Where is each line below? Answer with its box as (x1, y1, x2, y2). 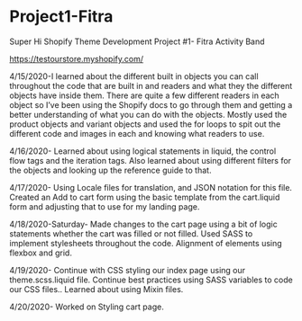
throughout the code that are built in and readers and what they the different (9, 80, 293, 91)
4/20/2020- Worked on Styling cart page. (9, 301, 164, 312)
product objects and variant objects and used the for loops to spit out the (9, 119, 281, 129)
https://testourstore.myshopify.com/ (9, 53, 144, 64)
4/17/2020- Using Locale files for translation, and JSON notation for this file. (9, 182, 293, 192)
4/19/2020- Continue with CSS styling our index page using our (9, 264, 246, 275)
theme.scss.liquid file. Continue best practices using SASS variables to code (9, 274, 293, 285)
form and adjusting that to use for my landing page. (9, 201, 200, 212)
